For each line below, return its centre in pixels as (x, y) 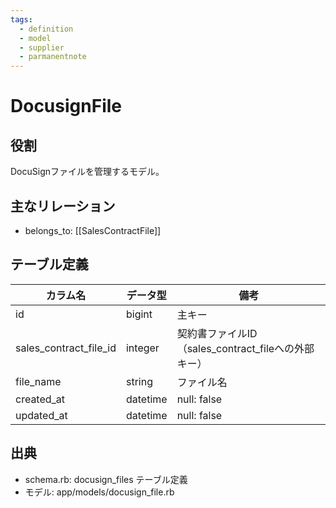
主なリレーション (63, 206)
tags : (21, 19)
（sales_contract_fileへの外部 (245, 348)
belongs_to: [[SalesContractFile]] (93, 230)
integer (142, 348)
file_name (38, 381)
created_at (40, 399)
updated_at (41, 415)
